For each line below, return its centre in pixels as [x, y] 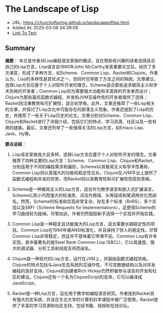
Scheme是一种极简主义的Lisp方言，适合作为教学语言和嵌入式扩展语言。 [84, 189]
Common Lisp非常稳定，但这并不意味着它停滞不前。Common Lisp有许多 [84, 236]
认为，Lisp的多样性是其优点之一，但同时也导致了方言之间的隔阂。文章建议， [82, 78]
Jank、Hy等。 [19, 134]
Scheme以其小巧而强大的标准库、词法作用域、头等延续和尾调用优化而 [82, 195]
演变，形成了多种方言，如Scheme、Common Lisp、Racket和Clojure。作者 [83, 73]
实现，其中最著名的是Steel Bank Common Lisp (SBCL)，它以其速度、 [81, 242]
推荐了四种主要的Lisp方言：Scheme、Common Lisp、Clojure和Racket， [84, 160]
